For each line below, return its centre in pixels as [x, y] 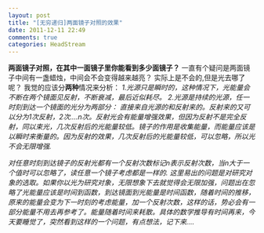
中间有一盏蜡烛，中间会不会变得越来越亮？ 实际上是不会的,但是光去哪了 [130, 78]
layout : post [29, 15]
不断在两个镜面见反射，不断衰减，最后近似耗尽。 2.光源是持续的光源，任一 [129, 97]
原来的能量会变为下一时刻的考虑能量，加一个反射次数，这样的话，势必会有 [128, 202]
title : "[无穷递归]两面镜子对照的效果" [65, 23]
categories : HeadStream [47, 45]
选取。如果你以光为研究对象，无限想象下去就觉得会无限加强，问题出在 [135, 183]
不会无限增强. [30, 147]
